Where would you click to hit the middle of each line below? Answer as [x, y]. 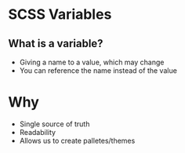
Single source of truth [54, 124]
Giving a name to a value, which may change [92, 62]
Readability [38, 132]
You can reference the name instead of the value [98, 71]
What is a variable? [56, 44]
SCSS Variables [60, 15]
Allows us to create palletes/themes [77, 140]
